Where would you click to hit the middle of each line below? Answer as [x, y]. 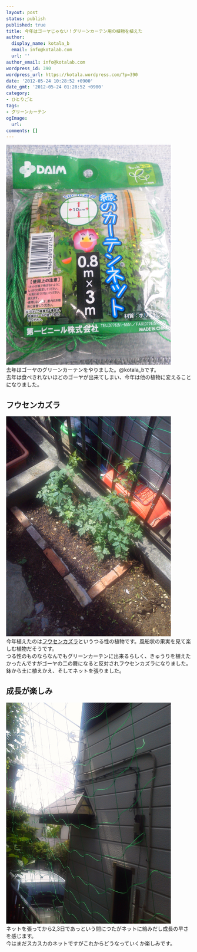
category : [18, 93]
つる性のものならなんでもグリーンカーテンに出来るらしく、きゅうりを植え [96, 656]
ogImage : [17, 118]
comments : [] [22, 131]
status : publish [26, 19]
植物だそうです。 [37, 649]
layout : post [22, 12]
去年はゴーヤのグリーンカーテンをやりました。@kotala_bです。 [83, 370]
